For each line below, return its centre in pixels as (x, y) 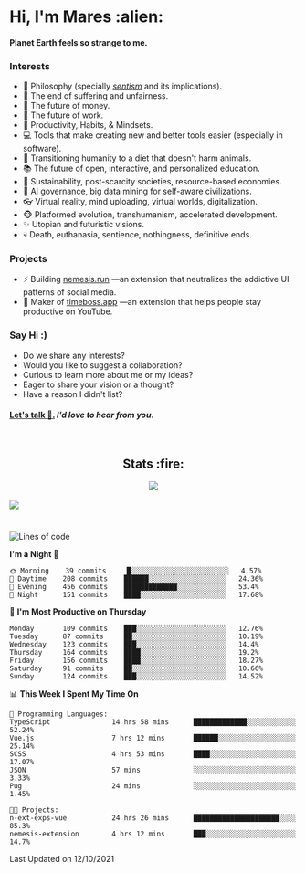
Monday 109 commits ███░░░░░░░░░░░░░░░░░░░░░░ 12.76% (136, 628)
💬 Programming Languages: (58, 714)
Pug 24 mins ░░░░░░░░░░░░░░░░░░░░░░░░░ (153, 786)
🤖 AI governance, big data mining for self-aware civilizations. (137, 191)
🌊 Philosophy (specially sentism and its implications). (122, 86)
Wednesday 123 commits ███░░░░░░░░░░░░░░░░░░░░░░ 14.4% (134, 644)
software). (42, 149)
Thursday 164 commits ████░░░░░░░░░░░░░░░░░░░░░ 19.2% (134, 652)
